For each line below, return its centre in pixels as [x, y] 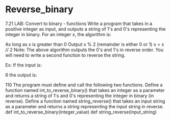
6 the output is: [21, 75]
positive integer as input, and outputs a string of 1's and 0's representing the [86, 29]
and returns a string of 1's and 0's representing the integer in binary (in [80, 95]
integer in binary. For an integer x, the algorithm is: [58, 34]
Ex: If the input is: [23, 65]
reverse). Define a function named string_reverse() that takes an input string [85, 101]
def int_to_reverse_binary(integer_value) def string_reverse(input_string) [81, 112]
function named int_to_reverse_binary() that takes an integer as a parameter [85, 90]
